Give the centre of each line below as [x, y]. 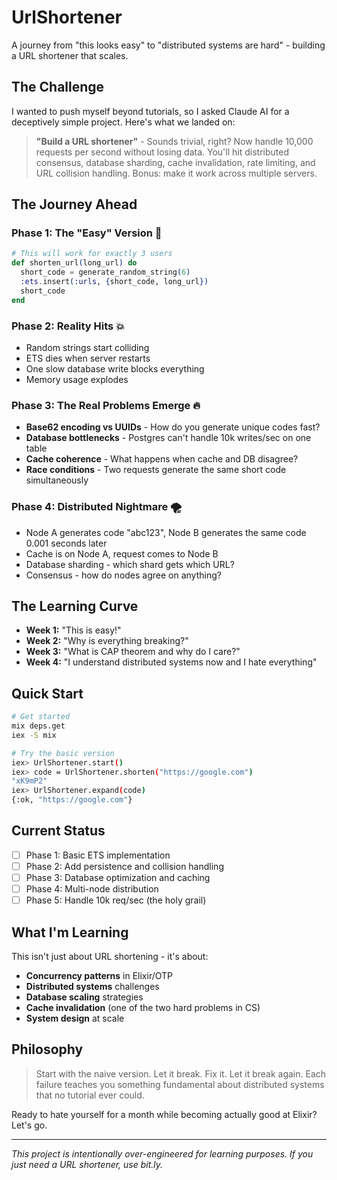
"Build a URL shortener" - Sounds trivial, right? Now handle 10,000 [174, 141]
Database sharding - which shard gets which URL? [130, 564]
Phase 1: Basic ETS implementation [98, 855]
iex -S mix [34, 735]
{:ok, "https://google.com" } [72, 800]
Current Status [58, 831]
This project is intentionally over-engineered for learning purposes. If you [162, 1153]
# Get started [41, 717]
